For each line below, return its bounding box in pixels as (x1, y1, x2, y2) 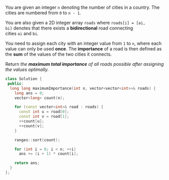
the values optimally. (5, 66, 49, 72)
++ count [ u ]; (18, 119, 44, 124)
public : (7, 81, 24, 86)
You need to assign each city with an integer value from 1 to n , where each (5, 40, 162, 46)
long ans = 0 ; (14, 90, 44, 96)
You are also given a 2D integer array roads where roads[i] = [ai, (5, 20, 146, 25)
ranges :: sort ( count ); (14, 137, 60, 142)
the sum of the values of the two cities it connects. (5, 51, 112, 57)
